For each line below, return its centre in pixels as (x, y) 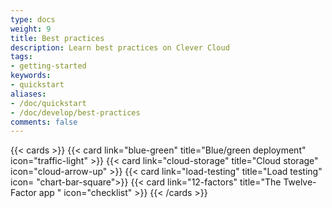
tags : (21, 57)
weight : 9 (31, 29)
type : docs (33, 19)
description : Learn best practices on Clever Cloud (120, 47)
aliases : (28, 94)
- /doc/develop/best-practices (75, 112)
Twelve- (300, 182)
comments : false (44, 122)
